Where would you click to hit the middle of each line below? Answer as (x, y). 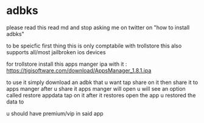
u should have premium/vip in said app (55, 113)
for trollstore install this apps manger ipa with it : (67, 64)
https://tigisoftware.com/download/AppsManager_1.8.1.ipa (79, 70)
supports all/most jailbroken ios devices (56, 52)
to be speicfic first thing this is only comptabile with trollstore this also (94, 46)
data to (15, 102)
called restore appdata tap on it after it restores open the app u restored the (101, 95)
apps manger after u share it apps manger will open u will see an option (96, 88)
